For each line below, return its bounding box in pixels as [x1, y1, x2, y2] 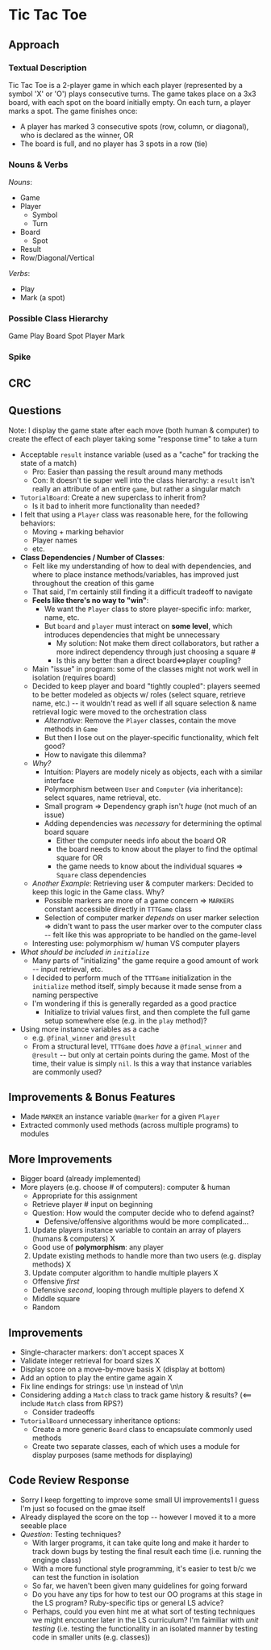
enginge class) [31, 1555, 82, 1564]
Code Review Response [8, 1473, 130, 1487]
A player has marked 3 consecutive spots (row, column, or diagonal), [19, 121, 249, 131]
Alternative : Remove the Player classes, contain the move [44, 715, 236, 725]
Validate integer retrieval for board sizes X [19, 1356, 161, 1366]
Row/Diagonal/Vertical [19, 253, 95, 263]
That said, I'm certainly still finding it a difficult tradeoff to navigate [31, 587, 253, 597]
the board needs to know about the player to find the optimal [56, 844, 258, 853]
